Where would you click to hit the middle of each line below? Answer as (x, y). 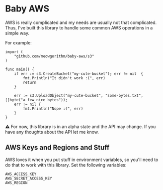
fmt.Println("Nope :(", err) (53, 108)
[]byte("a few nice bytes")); (37, 100)
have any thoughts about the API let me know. (52, 132)
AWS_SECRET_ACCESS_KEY (29, 178)
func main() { (20, 69)
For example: (19, 42)
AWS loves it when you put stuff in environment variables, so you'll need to (82, 160)
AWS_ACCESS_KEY (21, 174)
